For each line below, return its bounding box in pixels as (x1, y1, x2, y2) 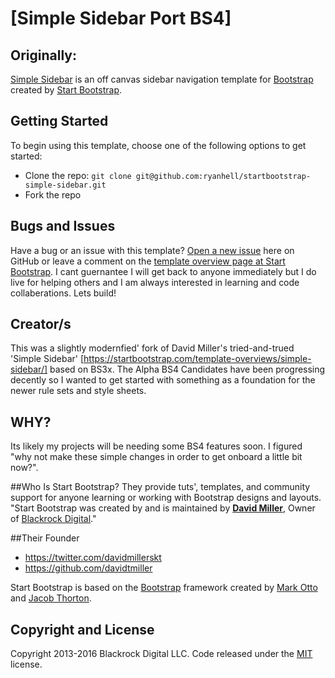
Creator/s (10, 316, 72, 333)
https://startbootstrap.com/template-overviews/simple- (83, 353, 312, 365)
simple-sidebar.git (24, 180, 107, 190)
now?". (10, 462, 39, 474)
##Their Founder (10, 532, 80, 544)
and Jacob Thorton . (10, 592, 92, 604)
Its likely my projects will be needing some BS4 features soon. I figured (10, 440, 303, 452)
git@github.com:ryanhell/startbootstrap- (135, 171, 312, 181)
